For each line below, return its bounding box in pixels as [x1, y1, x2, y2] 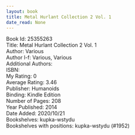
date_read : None [6, 19, 46, 25]
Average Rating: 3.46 [6, 79, 57, 86]
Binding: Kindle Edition [6, 91, 60, 98]
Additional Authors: [6, 60, 53, 67]
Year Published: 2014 [6, 103, 58, 111]
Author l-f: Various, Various [6, 54, 72, 61]
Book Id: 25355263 [6, 36, 53, 43]
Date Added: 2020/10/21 [6, 110, 65, 117]
